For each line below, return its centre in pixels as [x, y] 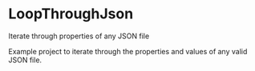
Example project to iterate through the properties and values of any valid [128, 51]
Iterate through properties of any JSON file [79, 36]
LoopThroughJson [71, 14]
